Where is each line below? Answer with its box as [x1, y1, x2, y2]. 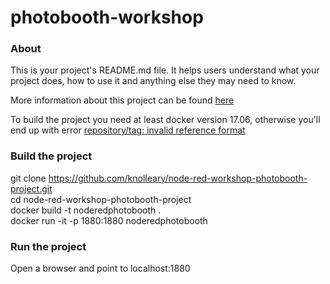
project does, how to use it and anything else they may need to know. [10, 75, 297, 87]
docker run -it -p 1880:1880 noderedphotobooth [10, 214, 208, 226]
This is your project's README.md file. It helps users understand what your [10, 64, 320, 76]
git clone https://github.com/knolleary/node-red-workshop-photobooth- [10, 172, 308, 184]
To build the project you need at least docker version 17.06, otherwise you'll [10, 114, 321, 126]
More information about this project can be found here [10, 94, 235, 106]
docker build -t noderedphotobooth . [10, 204, 162, 216]
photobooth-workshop [10, 6, 204, 29]
